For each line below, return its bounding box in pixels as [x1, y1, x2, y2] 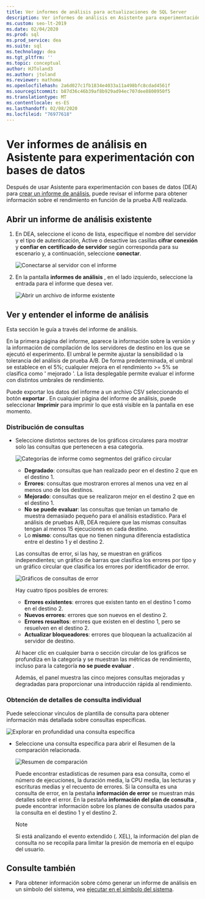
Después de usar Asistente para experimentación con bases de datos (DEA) [6, 184, 198, 191]
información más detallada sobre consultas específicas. [6, 716, 147, 723]
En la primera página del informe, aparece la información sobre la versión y [6, 337, 195, 345]
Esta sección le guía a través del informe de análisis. [6, 325, 138, 333]
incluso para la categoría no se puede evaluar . [15, 662, 135, 670]
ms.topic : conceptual [6, 60, 62, 66]
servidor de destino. [24, 637, 75, 644]
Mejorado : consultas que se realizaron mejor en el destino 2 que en [24, 493, 195, 500]
